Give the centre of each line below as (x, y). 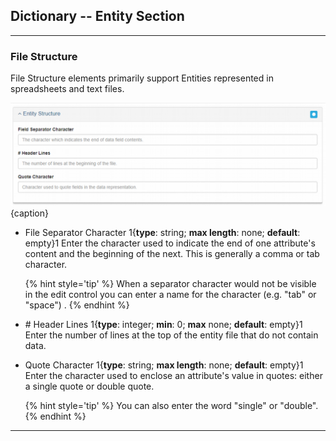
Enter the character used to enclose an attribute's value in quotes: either (173, 375)
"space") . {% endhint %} (77, 305)
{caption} (29, 213)
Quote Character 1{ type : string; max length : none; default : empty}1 (164, 365)
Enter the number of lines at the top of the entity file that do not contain (171, 335)
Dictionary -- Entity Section (97, 16)
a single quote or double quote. (89, 386)
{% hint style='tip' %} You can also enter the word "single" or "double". (171, 405)
